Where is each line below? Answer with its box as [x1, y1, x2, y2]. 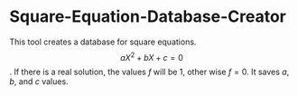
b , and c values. [9, 75, 70, 87]
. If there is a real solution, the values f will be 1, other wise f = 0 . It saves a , [9, 66, 290, 77]
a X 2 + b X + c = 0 [120, 50, 183, 62]
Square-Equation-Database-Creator [9, 6, 287, 27]
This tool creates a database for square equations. [9, 36, 197, 47]
